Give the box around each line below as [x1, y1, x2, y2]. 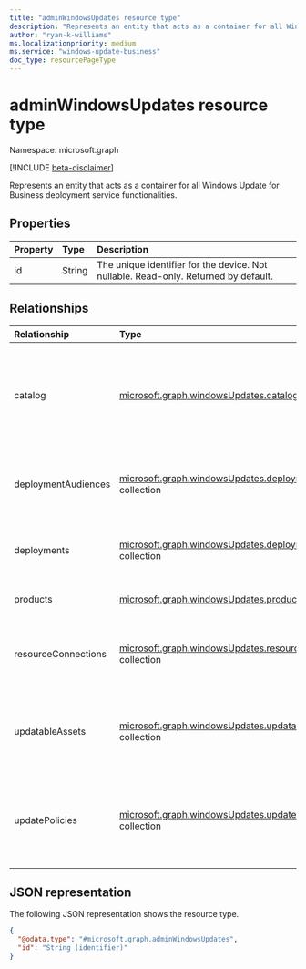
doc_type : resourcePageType [9, 56, 117, 65]
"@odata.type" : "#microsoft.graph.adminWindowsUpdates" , [17, 935, 239, 944]
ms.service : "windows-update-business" [9, 47, 161, 57]
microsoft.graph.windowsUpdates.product [118, 593, 301, 605]
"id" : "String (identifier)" [17, 943, 128, 953]
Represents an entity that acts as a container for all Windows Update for [9, 180, 280, 191]
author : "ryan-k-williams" [9, 30, 112, 39]
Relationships [9, 301, 89, 316]
